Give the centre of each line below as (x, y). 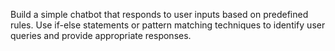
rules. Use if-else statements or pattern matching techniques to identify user (168, 25)
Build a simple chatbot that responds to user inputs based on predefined (159, 14)
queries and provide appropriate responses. (101, 35)
